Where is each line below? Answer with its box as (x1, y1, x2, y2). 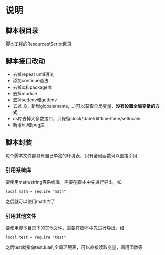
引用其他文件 (5, 212, 37, 219)
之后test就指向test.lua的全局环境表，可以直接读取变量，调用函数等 (5, 244, 143, 250)
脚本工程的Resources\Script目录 (5, 41, 72, 47)
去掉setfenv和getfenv (12, 97, 57, 103)
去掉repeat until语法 (12, 71, 54, 77)
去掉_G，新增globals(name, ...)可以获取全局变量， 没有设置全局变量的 (12, 103, 156, 109)
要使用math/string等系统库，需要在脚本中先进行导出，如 (5, 179, 122, 185)
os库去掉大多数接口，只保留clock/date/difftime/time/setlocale (12, 115, 141, 121)
